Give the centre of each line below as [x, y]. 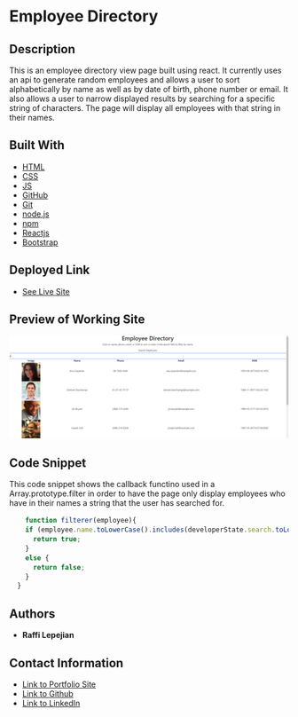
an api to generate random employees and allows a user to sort [125, 80]
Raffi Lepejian [48, 635]
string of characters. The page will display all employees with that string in [145, 108]
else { [37, 558]
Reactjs [36, 232]
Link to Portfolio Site [59, 684]
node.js [36, 214]
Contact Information [67, 663]
